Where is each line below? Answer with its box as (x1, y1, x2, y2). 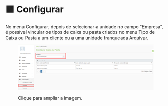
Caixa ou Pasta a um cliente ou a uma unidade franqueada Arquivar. (5, 34, 148, 41)
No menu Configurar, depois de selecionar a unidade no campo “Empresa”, (5, 23, 163, 30)
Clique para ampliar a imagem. (18, 95, 83, 101)
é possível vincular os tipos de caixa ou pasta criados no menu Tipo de (5, 29, 155, 35)
